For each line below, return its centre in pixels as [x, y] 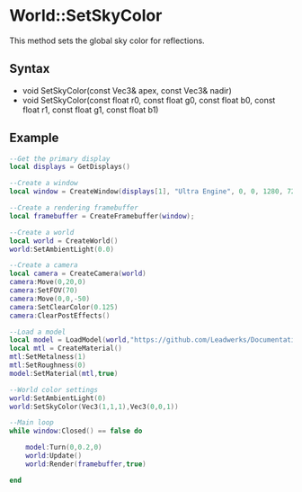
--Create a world [42, 232]
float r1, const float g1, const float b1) [90, 110]
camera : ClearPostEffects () [60, 316]
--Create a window [44, 183]
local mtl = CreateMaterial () [66, 349]
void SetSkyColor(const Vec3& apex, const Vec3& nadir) [127, 90]
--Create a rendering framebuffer [74, 208]
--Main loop [31, 423]
